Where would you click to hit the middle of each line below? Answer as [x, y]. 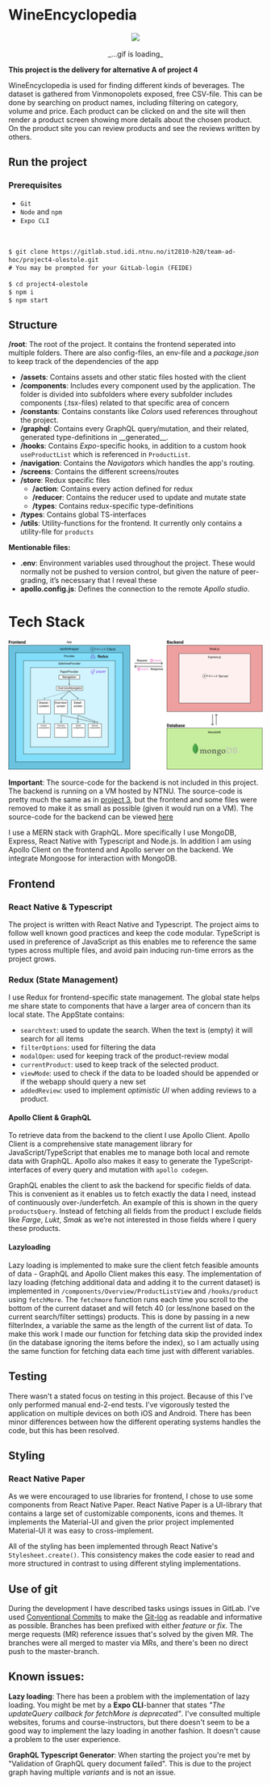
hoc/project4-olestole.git [54, 260]
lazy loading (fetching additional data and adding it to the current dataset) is [134, 1282]
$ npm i [21, 292]
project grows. [32, 958]
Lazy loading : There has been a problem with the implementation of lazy [129, 1696]
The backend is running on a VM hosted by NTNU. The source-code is [126, 791]
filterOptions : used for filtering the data [88, 1047]
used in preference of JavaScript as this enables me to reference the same [132, 941]
